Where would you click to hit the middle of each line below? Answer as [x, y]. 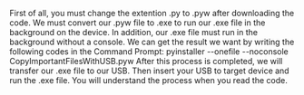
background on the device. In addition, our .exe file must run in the [134, 32]
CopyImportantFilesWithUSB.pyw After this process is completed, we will [146, 61]
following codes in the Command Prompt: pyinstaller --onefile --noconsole [149, 52]
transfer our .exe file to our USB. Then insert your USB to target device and [149, 71]
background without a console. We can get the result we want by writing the [152, 42]
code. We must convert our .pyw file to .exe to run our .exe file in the [137, 23]
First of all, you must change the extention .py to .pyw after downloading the [152, 13]
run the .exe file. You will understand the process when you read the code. [148, 80]
